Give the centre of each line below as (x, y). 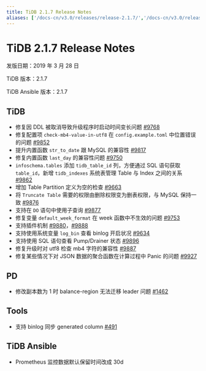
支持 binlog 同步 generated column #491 (66, 326)
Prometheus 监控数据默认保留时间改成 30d (69, 362)
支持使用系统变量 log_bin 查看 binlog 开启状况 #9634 (82, 233)
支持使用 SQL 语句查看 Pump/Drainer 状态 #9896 (77, 241)
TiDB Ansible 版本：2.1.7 (37, 92)
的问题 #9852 (32, 142)
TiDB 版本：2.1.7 (27, 79)
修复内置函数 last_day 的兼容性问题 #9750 (69, 158)
